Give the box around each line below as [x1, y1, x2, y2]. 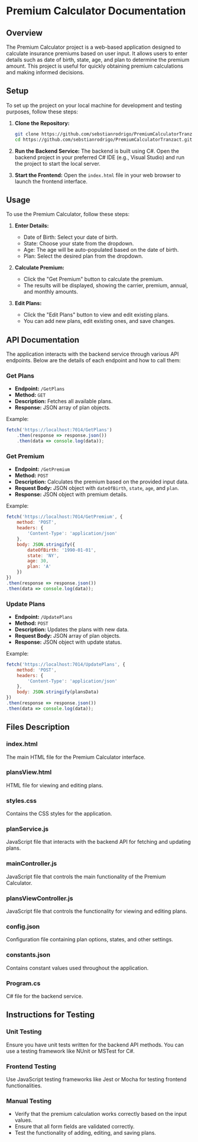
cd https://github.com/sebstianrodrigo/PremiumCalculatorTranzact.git [14, 137, 193, 143]
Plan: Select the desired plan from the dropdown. [23, 252, 144, 260]
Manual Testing [6, 1097, 52, 1105]
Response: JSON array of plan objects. [14, 404, 111, 411]
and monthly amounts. [23, 288, 79, 295]
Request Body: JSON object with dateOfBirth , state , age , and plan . [14, 485, 179, 492]
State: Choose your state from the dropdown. [23, 240, 134, 247]
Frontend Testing [6, 1062, 57, 1070]
